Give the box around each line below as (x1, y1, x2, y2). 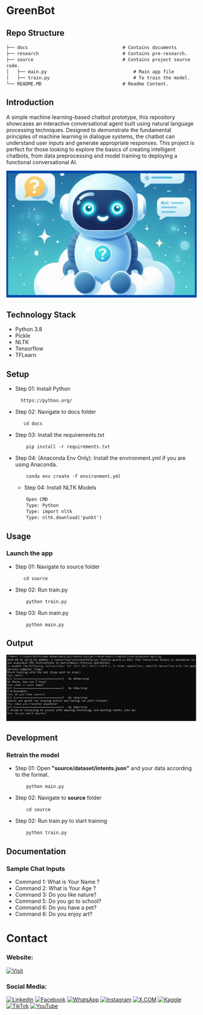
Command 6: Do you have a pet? (14, 904, 97, 911)
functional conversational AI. (6, 158, 77, 165)
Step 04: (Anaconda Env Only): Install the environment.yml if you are (14, 454, 186, 462)
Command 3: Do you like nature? (14, 891, 97, 899)
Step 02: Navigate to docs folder (14, 408, 97, 416)
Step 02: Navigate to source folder (14, 794, 102, 802)
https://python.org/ (21, 398, 72, 404)
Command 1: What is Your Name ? (14, 878, 100, 885)
